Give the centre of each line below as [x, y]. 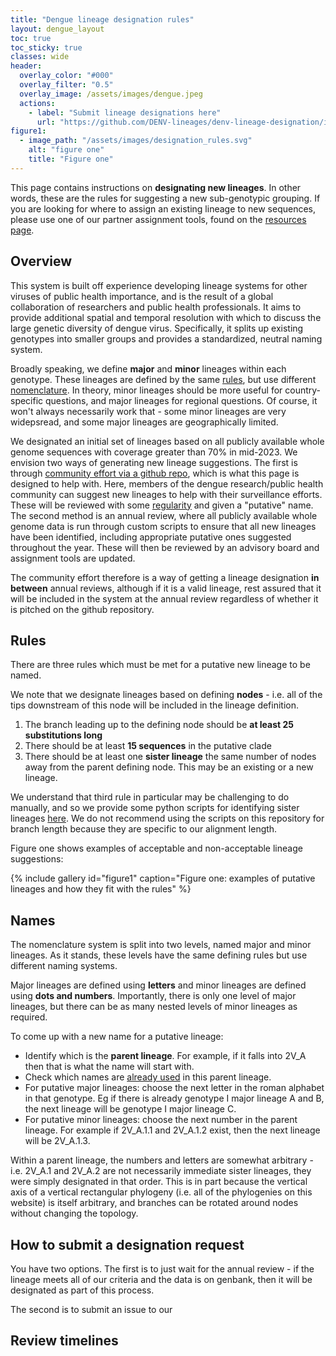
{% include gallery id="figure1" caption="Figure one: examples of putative [163, 878]
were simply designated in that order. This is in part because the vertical [159, 1182]
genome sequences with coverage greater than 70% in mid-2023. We [154, 452]
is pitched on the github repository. [82, 609]
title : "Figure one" [71, 159]
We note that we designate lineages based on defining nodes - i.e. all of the [166, 695]
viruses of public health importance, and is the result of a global [142, 296]
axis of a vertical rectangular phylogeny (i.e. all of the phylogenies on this [161, 1192]
